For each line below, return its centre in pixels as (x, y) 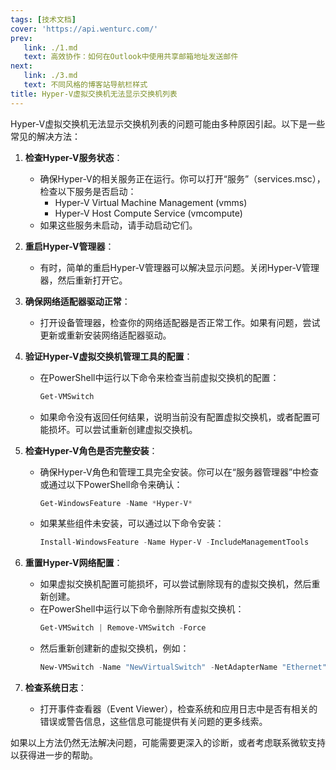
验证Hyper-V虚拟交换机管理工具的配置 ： (108, 356)
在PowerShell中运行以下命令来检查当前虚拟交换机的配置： (159, 377)
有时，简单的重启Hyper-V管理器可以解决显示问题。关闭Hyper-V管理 (179, 267)
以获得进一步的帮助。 (54, 755)
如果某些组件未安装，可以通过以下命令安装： (132, 523)
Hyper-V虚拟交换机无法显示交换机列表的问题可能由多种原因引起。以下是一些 (168, 123)
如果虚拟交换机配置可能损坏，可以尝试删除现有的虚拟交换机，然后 (175, 584)
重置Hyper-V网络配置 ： (73, 563)
